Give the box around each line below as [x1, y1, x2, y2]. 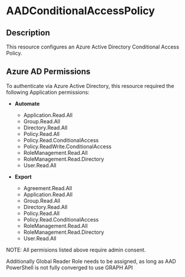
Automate [14, 100, 40, 107]
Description [6, 28, 50, 38]
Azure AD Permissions [6, 67, 91, 77]
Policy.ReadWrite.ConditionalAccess [23, 143, 112, 150]
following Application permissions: [6, 89, 90, 96]
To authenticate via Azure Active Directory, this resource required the [6, 82, 174, 89]
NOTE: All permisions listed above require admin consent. [6, 246, 146, 253]
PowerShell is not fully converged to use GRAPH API [6, 264, 133, 271]
